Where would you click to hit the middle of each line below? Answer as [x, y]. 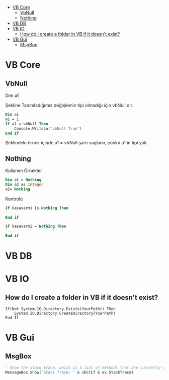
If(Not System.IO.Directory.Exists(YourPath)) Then [60, 309]
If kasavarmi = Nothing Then [36, 226]
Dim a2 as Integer [24, 185]
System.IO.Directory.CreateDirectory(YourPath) [65, 314]
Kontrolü [14, 199]
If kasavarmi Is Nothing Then [37, 208]
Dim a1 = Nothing [23, 180]
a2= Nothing [18, 189]
